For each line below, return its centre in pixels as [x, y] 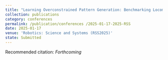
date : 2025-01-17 [23, 28]
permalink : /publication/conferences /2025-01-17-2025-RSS [68, 24]
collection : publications [32, 14]
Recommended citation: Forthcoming [43, 52]
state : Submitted [23, 38]
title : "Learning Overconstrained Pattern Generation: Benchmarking [78, 10]
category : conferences [29, 19]
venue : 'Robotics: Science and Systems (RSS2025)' [59, 33]
